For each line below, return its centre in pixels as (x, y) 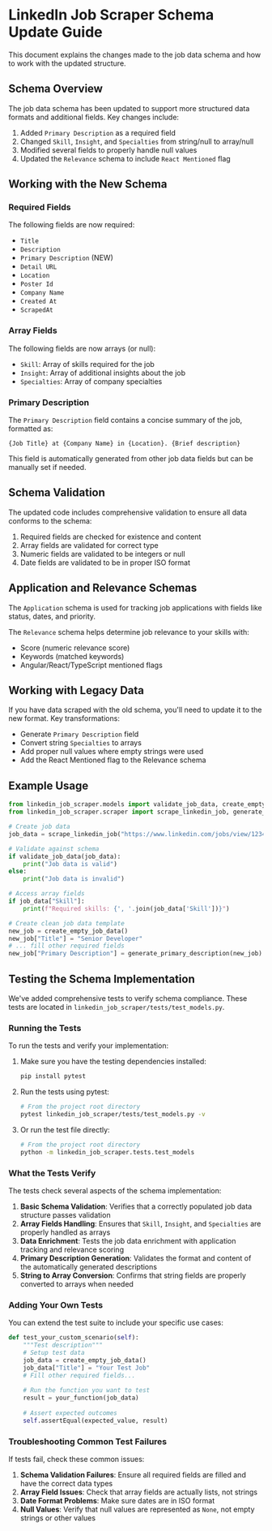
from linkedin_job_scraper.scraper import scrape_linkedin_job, (119, 812)
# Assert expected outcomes (70, 1413)
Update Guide (55, 32)
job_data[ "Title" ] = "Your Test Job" (87, 1368)
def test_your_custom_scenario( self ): (74, 1338)
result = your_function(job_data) (81, 1398)
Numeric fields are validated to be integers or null (102, 554)
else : (17, 871)
